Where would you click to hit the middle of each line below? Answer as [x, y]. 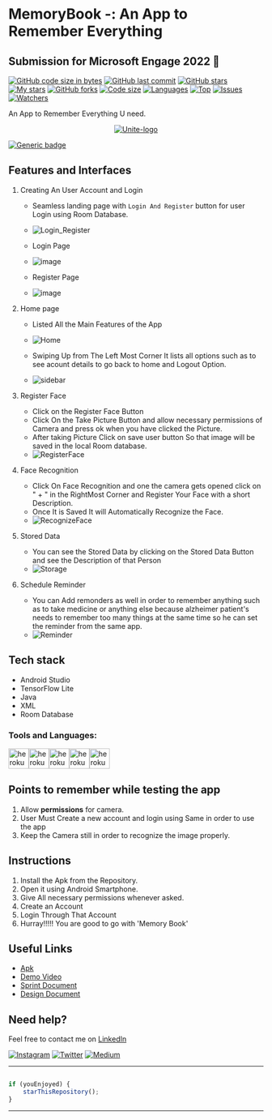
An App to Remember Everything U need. [77, 113]
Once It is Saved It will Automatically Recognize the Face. [128, 511]
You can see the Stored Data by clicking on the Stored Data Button [143, 551]
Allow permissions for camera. [72, 809]
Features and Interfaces [70, 171]
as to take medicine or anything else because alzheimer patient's [140, 609]
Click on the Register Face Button [88, 411]
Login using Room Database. [80, 214]
